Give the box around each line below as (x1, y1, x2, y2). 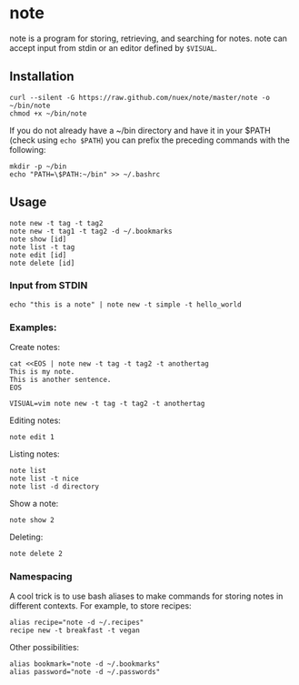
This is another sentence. (9, 376, 112, 385)
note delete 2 (9, 549, 64, 559)
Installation (9, 69, 75, 85)
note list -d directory (9, 482, 100, 491)
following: (9, 144, 46, 155)
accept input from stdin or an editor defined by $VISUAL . (9, 42, 218, 53)
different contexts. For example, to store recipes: (9, 600, 193, 611)
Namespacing (9, 570, 73, 583)
